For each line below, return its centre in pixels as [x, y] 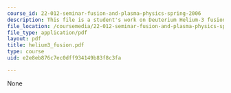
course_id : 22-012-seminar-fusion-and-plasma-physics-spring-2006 [104, 13]
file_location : [29, 26]
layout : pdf [24, 39]
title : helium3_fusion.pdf [46, 45]
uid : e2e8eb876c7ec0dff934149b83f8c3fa [64, 58]
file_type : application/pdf [47, 32]
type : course [26, 52]
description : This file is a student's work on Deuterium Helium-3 [106, 20]
